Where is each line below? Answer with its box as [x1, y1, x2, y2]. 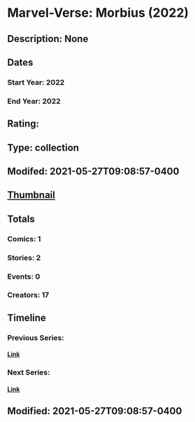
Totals [7, 213, 35, 225]
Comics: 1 [7, 234, 41, 244]
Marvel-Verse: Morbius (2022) [7, 5, 189, 21]
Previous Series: [7, 332, 64, 342]
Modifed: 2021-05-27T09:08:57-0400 [7, 165, 180, 177]
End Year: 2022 [7, 96, 61, 106]
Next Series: [7, 367, 50, 377]
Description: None [7, 33, 89, 45]
